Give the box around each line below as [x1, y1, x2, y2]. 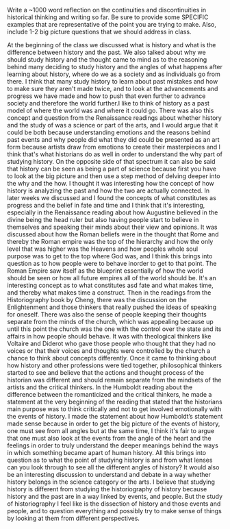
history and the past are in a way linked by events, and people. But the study [7, 493, 223, 500]
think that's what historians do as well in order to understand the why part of [7, 150, 222, 158]
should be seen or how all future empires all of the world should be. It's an [7, 274, 217, 282]
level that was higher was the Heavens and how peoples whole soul [7, 245, 199, 253]
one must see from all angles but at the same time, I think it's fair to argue [7, 427, 215, 434]
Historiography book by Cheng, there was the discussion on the [7, 296, 187, 304]
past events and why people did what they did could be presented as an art [7, 136, 220, 143]
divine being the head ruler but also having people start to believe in [7, 216, 199, 223]
